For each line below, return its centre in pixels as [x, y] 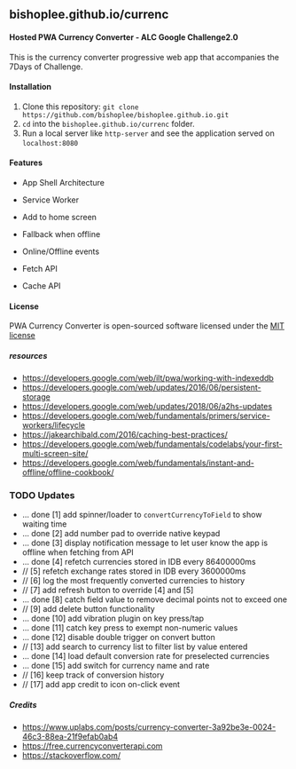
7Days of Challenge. [46, 67]
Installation [30, 87]
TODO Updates [42, 495]
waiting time [44, 524]
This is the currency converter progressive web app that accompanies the [144, 57]
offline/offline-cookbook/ [68, 472]
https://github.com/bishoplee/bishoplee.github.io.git [125, 115]
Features [26, 163]
